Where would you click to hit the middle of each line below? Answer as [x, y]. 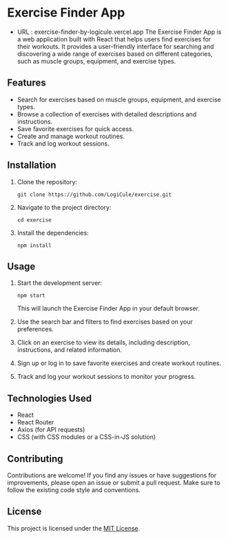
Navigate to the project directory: [64, 207]
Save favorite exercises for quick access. [75, 128]
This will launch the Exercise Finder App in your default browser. [108, 308]
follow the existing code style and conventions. [74, 490]
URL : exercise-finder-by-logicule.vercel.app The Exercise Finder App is [119, 32]
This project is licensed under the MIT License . [74, 528]
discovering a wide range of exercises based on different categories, [115, 54]
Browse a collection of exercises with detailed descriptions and [107, 114]
